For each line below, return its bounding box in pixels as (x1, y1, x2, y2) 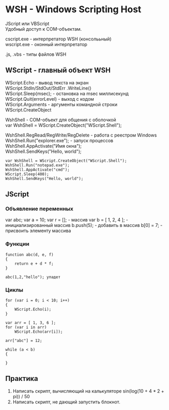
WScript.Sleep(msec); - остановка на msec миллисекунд (5, 90, 129, 97)
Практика (5, 374, 38, 383)
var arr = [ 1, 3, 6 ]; (5, 321, 56, 326)
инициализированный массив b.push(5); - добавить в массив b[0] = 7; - (5, 222, 163, 229)
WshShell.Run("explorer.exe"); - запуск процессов (5, 137, 114, 144)
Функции (5, 240, 30, 247)
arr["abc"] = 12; (5, 338, 43, 344)
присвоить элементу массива (5, 227, 71, 234)
